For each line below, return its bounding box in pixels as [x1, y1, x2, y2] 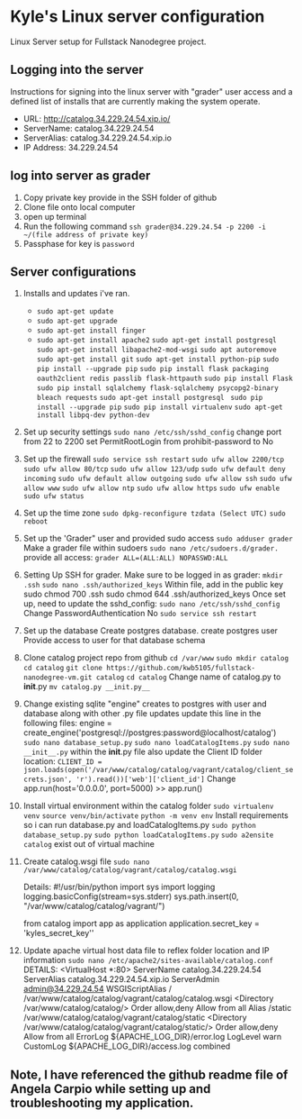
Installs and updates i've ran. [22, 288, 130, 299]
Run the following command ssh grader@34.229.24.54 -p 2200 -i [22, 221, 266, 232]
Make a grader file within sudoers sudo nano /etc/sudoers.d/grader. [22, 542, 280, 553]
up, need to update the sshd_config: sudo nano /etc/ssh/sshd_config [22, 598, 280, 609]
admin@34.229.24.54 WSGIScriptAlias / [22, 984, 172, 995]
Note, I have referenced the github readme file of [10, 1067, 289, 1082]
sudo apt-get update [36, 307, 114, 316]
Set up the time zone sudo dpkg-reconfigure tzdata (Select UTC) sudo [22, 507, 286, 519]
